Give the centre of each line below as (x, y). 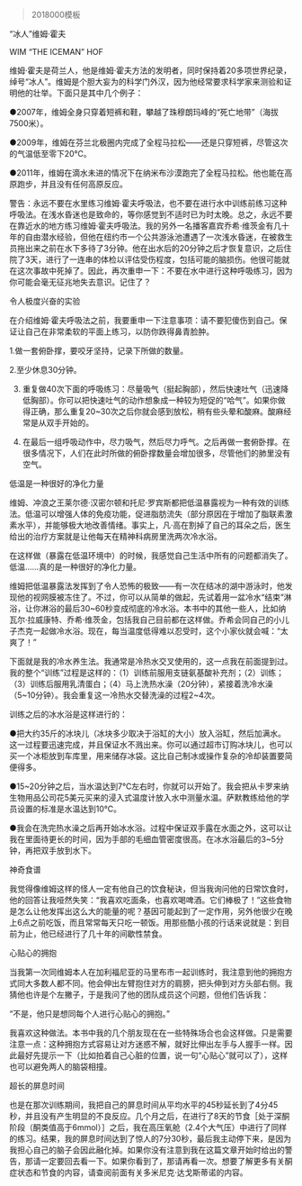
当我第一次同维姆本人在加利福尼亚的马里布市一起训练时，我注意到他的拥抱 (147, 973)
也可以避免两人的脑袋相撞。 (61, 1067)
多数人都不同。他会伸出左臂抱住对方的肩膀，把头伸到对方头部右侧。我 (163, 983)
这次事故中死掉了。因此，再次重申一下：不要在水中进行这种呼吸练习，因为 (155, 271)
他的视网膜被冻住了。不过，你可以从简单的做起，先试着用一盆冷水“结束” (151, 597)
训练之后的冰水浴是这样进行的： (68, 714)
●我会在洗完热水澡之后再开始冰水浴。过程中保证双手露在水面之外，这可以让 (151, 828)
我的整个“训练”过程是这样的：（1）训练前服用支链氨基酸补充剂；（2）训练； (147, 673)
